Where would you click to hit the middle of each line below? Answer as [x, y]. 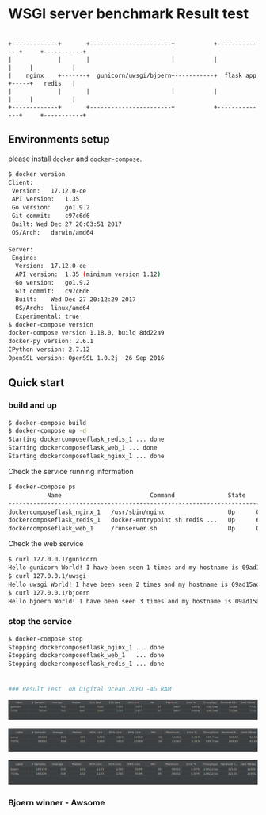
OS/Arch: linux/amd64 [53, 308]
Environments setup [59, 140]
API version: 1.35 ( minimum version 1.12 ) [88, 274]
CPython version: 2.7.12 [49, 350]
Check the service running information [71, 471]
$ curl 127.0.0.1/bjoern [49, 593]
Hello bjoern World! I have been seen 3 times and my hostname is [120, 601]
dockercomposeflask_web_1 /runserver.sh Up [122, 529]
